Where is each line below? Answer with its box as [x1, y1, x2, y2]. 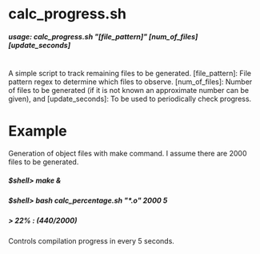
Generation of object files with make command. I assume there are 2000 [8, 148, 247, 158]
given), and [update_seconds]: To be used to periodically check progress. [8, 94, 252, 103]
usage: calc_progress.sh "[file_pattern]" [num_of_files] [8, 31, 198, 41]
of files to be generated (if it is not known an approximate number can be [8, 85, 250, 95]
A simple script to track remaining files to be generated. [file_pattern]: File [8, 68, 252, 78]
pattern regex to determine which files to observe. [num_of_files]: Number [8, 77, 253, 87]
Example [8, 122, 67, 140]
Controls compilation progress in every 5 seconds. [8, 236, 174, 245]
